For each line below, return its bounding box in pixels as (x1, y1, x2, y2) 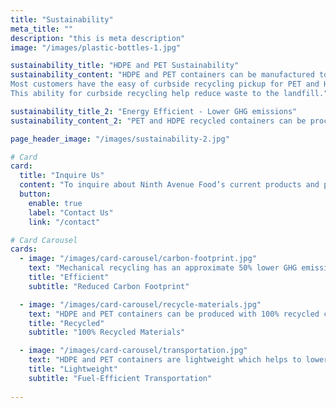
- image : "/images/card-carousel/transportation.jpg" (19, 346, 248, 356)
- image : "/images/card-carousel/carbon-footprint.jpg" (19, 254, 257, 264)
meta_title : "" (10, 24, 74, 34)
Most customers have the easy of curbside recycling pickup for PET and (10, 79, 320, 90)
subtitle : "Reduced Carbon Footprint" (28, 281, 190, 291)
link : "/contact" (28, 217, 101, 227)
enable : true (28, 198, 83, 208)
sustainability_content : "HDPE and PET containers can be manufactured (10, 70, 315, 80)
